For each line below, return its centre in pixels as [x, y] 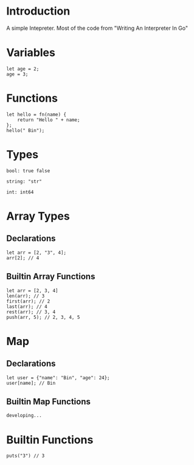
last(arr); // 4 [27, 306]
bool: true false [28, 171]
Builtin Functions [50, 440]
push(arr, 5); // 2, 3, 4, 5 [43, 317]
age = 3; [17, 74]
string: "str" [24, 181]
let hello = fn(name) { [36, 114]
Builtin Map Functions [49, 401]
